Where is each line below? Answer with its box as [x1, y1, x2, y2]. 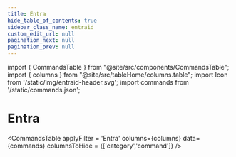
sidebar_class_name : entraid [7, 23, 94, 31]
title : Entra [7, 10, 46, 18]
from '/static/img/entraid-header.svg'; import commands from [7, 78, 189, 86]
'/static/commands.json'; [7, 86, 81, 94]
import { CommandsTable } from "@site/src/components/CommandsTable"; [7, 63, 230, 71]
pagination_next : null [7, 37, 75, 44]
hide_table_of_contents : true [7, 17, 98, 24]
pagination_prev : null [7, 43, 75, 50]
